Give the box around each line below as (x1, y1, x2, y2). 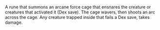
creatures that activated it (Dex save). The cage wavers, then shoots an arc (5, 9, 155, 15)
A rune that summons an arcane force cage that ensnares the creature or (5, 4, 151, 10)
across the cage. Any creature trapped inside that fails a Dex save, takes (5, 15, 150, 20)
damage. (5, 19, 23, 25)
